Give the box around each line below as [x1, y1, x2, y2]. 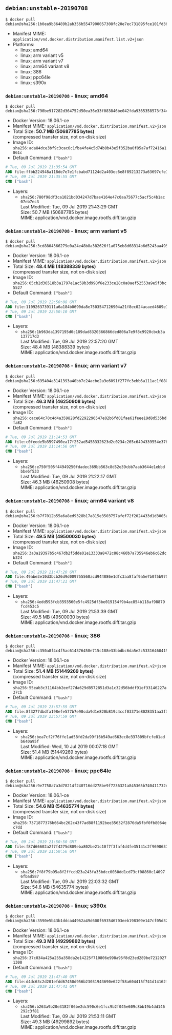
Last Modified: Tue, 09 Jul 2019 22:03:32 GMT [20, 878, 119, 885]
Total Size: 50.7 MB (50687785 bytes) [12, 128, 95, 134]
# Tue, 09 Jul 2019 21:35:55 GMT [5, 174, 77, 179]
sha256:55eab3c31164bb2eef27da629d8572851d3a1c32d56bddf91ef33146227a [12, 686, 167, 691]
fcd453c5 [20, 604, 39, 609]
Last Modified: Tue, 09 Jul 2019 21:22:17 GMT [20, 474, 117, 480]
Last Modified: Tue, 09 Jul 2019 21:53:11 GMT [20, 1013, 116, 1020]
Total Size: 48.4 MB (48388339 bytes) [12, 263, 96, 269]
